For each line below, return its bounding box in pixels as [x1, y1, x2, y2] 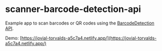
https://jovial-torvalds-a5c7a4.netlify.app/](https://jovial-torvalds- [21, 35, 156, 41]
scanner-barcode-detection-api [5, 3, 141, 15]
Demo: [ [5, 35, 22, 41]
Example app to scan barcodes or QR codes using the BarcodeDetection [5, 20, 154, 26]
